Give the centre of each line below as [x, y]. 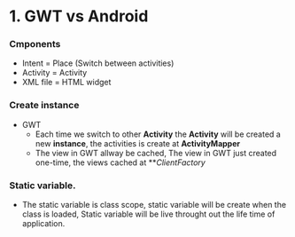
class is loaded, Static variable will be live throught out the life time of [148, 214]
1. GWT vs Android [79, 16]
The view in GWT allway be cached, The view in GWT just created [156, 153]
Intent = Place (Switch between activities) [98, 63]
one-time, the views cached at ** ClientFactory [120, 162]
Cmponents [35, 44]
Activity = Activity [54, 73]
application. [43, 224]
